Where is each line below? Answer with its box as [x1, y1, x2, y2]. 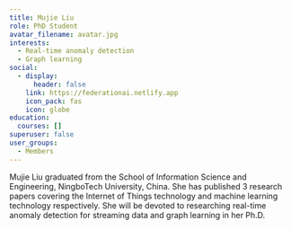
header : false [32, 80, 87, 89]
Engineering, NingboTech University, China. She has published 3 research [9, 181, 283, 191]
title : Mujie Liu [9, 13, 75, 22]
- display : [17, 72, 58, 81]
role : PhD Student [9, 22, 78, 31]
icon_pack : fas [25, 96, 83, 106]
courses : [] [17, 122, 63, 131]
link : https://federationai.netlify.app [25, 88, 179, 97]
